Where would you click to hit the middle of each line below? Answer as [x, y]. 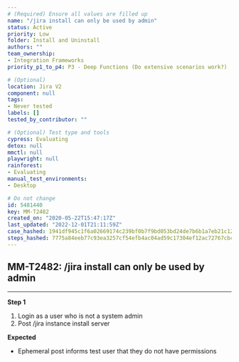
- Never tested [30, 107]
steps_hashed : [28, 238]
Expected [22, 337]
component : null [31, 93]
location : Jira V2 [34, 86]
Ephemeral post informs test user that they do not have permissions [117, 351]
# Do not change [31, 198]
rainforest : [25, 166]
